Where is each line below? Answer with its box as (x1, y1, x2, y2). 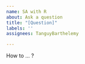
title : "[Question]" (6, 20, 58, 25)
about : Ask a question (6, 14, 63, 20)
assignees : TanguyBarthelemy (6, 31, 79, 37)
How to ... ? (6, 52, 34, 59)
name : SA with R (6, 8, 47, 15)
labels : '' (6, 25, 34, 31)
